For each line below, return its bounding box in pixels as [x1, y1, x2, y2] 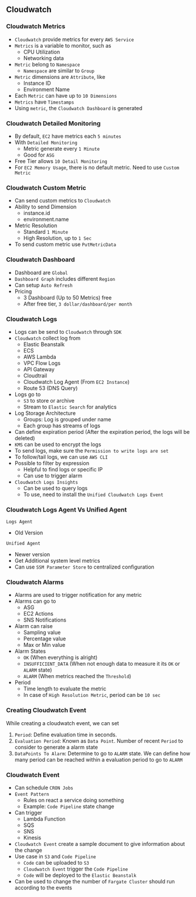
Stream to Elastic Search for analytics [23, 403, 117, 410]
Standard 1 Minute [23, 228, 69, 235]
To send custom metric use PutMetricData [14, 241, 116, 248]
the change [14, 847, 42, 854]
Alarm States [14, 647, 46, 655]
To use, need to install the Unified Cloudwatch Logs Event [23, 491, 164, 498]
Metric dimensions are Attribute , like [14, 73, 106, 80]
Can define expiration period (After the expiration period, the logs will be [14, 428, 190, 435]
